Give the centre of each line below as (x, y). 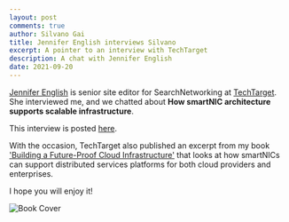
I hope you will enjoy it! (51, 191)
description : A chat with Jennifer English (91, 59)
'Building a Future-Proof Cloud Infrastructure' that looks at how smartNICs (145, 155)
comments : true (37, 26)
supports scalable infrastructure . (72, 111)
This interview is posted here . (63, 128)
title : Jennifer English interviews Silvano (93, 42)
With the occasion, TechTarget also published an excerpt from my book (140, 145)
